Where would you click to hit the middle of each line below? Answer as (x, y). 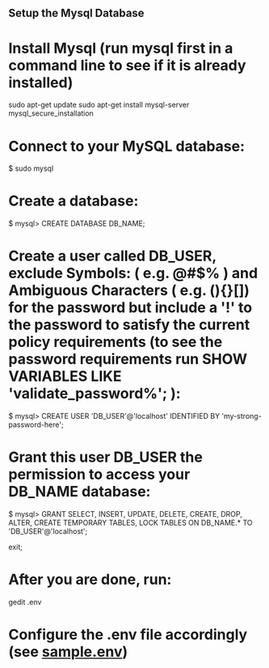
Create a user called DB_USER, (112, 256)
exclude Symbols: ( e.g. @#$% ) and (133, 273)
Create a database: (74, 201)
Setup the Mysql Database (76, 13)
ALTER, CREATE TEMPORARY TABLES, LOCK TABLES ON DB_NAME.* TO (130, 523)
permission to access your (99, 474)
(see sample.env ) (68, 652)
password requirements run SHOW (128, 359)
